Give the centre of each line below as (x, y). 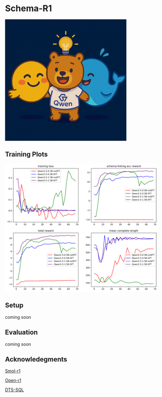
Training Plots (26, 154)
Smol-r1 (13, 371)
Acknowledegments (36, 359)
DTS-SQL (15, 390)
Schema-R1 (29, 9)
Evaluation (21, 333)
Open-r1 (13, 380)
